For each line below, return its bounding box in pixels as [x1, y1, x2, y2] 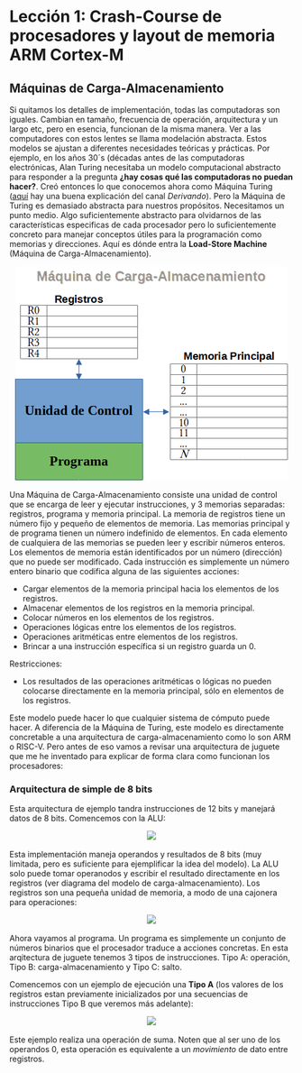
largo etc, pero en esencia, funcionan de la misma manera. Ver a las [9, 124, 261, 134]
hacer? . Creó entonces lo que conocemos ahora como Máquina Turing [9, 181, 273, 191]
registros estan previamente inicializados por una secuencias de [9, 989, 249, 1000]
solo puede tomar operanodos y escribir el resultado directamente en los [9, 868, 280, 879]
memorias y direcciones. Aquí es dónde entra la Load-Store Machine [9, 239, 268, 249]
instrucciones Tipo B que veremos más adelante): [9, 998, 194, 1009]
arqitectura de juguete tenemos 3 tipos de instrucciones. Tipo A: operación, [9, 952, 290, 963]
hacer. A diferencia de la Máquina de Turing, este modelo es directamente [9, 722, 284, 732]
